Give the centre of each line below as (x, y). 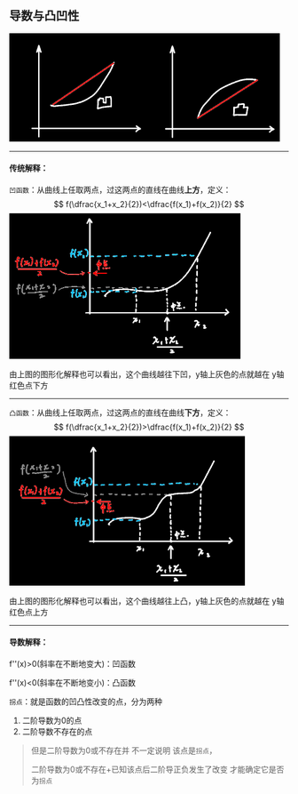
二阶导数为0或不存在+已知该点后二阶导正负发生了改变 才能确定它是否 (157, 769)
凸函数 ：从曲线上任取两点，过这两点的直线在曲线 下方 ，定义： (120, 413)
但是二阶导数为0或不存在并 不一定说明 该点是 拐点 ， (124, 750)
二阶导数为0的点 (52, 720)
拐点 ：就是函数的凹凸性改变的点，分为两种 (86, 702)
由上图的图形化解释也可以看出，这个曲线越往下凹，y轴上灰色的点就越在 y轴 (147, 374)
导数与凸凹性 (44, 16)
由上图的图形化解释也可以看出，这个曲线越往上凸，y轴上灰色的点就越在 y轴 (147, 601)
